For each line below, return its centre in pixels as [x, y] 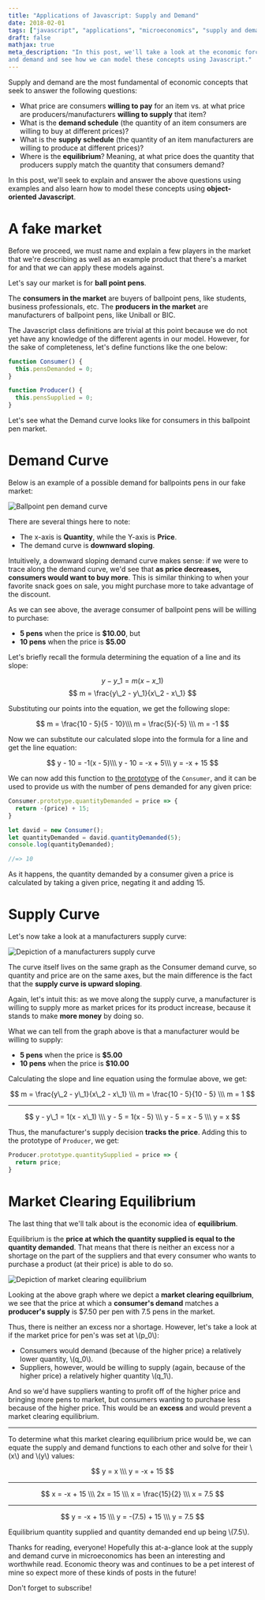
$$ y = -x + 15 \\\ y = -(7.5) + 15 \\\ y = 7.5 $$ [132, 1516]
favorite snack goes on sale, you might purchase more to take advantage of [131, 586]
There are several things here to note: [69, 522]
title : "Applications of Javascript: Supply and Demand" [104, 15]
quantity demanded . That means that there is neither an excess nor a [121, 1247]
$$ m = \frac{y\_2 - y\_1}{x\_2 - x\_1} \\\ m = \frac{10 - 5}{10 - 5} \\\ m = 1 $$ [132, 1094]
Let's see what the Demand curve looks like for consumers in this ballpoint [129, 421]
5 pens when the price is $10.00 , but [80, 633]
